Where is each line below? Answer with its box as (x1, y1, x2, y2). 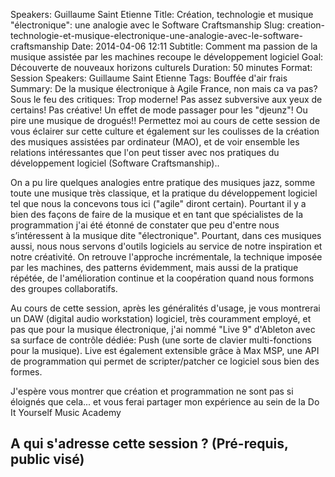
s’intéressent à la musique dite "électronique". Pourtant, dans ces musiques (10, 230, 322, 241)
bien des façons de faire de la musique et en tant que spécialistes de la (10, 209, 304, 220)
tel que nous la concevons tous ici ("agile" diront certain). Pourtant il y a (10, 198, 307, 209)
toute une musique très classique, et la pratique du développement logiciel (10, 187, 318, 199)
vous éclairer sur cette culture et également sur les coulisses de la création (10, 125, 320, 137)
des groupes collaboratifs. (10, 283, 118, 294)
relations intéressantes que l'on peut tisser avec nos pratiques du (10, 147, 280, 158)
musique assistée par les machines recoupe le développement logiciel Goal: (10, 51, 324, 63)
